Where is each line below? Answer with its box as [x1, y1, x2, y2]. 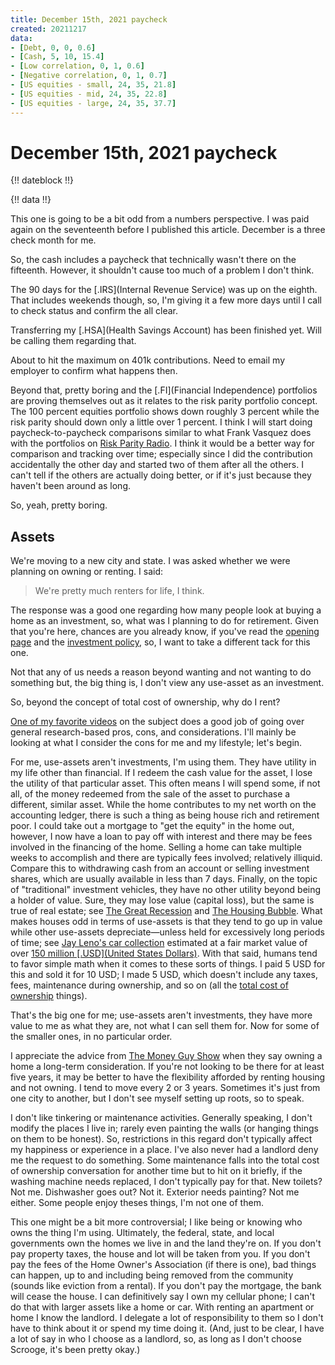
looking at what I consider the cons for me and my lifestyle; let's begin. [10, 737, 303, 749]
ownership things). [10, 990, 88, 1002]
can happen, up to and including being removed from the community [10, 1269, 294, 1281]
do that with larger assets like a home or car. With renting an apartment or [10, 1301, 315, 1313]
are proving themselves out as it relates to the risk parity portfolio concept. [10, 395, 318, 407]
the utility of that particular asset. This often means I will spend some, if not [10, 777, 321, 790]
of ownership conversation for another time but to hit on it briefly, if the [10, 1165, 303, 1177]
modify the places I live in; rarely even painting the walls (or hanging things [10, 1122, 319, 1135]
